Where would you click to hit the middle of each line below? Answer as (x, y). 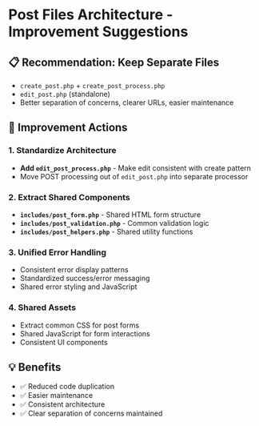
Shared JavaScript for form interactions (85, 333)
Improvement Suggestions (98, 32)
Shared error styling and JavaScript (78, 287)
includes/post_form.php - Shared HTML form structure (110, 215)
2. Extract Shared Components (69, 197)
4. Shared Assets (42, 307)
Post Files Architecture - (91, 15)
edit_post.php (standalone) (65, 94)
